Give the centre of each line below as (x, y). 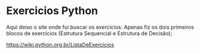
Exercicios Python (52, 11)
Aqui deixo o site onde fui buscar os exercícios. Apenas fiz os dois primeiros (100, 27)
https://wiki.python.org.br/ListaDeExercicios (60, 45)
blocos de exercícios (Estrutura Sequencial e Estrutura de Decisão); (89, 33)
